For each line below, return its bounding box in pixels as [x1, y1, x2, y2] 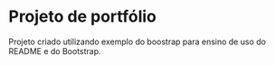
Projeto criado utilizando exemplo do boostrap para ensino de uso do [8, 36, 266, 47]
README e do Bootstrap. [8, 45, 101, 56]
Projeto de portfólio [8, 6, 157, 27]
